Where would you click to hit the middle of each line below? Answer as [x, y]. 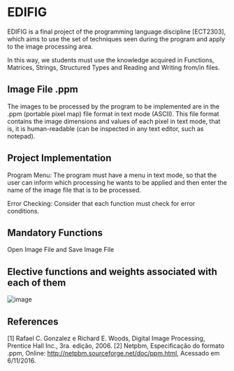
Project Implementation [59, 158]
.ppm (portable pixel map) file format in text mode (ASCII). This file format [113, 113]
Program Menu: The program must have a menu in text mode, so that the [112, 175]
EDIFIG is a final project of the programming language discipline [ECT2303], [117, 31]
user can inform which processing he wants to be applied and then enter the [117, 182]
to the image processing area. [50, 46]
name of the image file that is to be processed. [74, 190]
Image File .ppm [43, 89]
